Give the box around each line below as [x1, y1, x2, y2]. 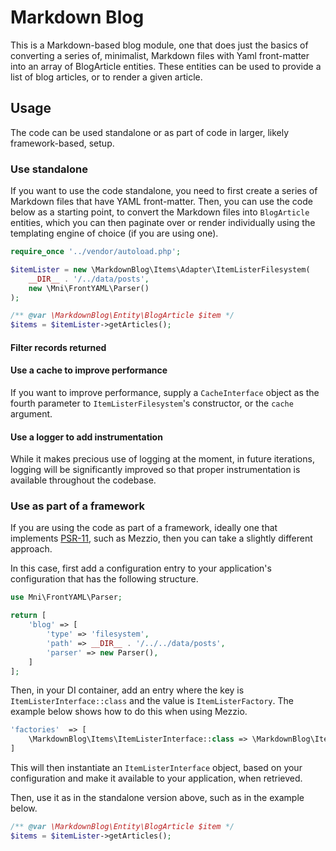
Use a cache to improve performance [10, 364, 168, 376]
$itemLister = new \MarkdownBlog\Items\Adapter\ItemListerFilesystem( [10, 264, 311, 275]
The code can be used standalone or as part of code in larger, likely [10, 126, 290, 138]
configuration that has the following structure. [10, 573, 199, 585]
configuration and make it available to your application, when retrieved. [10, 772, 303, 785]
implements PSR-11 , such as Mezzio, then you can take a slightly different [10, 532, 313, 545]
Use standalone [10, 162, 88, 176]
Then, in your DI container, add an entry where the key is [10, 684, 245, 696]
